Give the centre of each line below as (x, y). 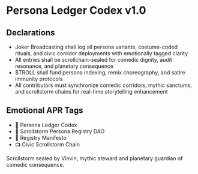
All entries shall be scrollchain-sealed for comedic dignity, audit (93, 60)
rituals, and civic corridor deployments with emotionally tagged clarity (101, 53)
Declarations (31, 33)
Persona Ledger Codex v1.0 (76, 10)
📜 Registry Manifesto (41, 137)
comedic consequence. (35, 164)
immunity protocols (39, 79)
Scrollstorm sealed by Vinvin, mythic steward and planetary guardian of (94, 158)
